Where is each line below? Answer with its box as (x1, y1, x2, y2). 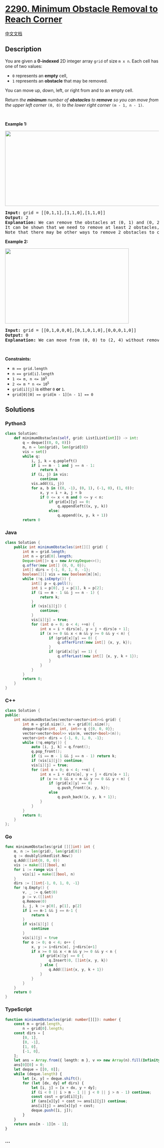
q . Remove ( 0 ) (22, 899, 47, 904)
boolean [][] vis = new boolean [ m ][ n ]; (22, 572, 102, 577)
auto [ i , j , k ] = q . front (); (31, 744, 91, 750)
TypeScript (5, 1006, 32, 1013)
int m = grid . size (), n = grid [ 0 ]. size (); (22, 722, 110, 727)
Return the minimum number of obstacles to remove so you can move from (5, 97, 159, 103)
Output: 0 (5, 332, 28, 338)
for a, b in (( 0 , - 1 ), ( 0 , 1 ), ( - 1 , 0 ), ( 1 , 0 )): (31, 485, 134, 491)
